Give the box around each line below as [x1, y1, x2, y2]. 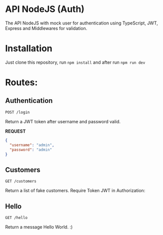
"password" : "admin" [9, 147, 52, 152]
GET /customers [5, 179, 37, 184]
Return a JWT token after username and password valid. [5, 118, 121, 124]
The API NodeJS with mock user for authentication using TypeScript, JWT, [5, 20, 158, 26]
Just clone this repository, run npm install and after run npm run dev [5, 59, 146, 65]
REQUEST [5, 128, 26, 134]
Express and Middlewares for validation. [5, 25, 87, 31]
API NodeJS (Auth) [5, 3, 84, 15]
